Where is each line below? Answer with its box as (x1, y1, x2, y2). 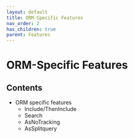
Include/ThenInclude (24, 105, 77, 113)
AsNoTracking (24, 118, 60, 126)
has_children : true (6, 26, 56, 33)
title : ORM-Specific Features (6, 15, 84, 21)
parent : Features (6, 32, 51, 38)
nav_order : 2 (6, 20, 40, 26)
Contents (6, 82, 43, 93)
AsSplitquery (24, 125, 57, 132)
